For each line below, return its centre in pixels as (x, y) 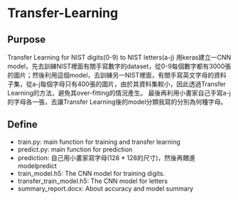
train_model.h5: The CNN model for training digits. (91, 173)
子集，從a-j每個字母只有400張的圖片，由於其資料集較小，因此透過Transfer (117, 84)
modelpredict (37, 166)
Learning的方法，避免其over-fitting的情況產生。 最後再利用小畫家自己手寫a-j (119, 93)
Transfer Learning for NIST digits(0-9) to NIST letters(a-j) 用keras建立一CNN (119, 57)
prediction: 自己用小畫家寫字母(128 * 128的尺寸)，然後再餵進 (107, 157)
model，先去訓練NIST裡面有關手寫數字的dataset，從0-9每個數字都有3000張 (119, 66)
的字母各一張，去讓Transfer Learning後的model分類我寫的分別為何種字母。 (117, 102)
